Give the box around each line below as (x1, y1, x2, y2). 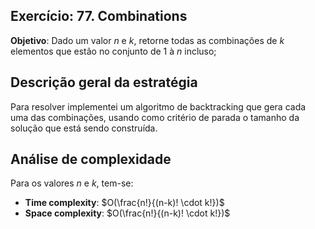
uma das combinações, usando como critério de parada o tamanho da (10, 111, 300, 123)
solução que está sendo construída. (10, 122, 158, 134)
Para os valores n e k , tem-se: (10, 177, 134, 189)
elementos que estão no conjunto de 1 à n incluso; (10, 45, 217, 57)
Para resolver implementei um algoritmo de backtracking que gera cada (10, 100, 307, 113)
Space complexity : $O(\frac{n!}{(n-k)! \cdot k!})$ (24, 207, 231, 219)
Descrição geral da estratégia (10, 74, 198, 91)
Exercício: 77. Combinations (10, 8, 188, 25)
